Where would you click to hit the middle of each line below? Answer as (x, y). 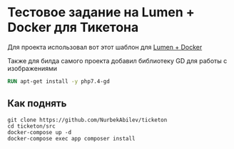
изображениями (32, 68)
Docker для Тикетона (73, 27)
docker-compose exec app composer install (71, 138)
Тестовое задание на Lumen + (101, 12)
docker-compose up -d (40, 132)
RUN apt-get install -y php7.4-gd (59, 81)
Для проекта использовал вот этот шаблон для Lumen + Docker (105, 47)
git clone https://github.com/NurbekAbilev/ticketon (87, 120)
